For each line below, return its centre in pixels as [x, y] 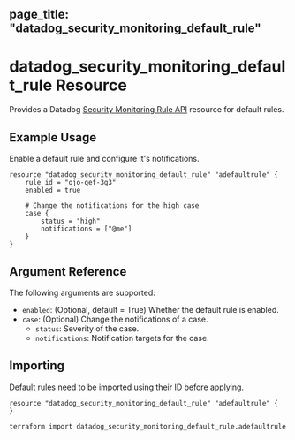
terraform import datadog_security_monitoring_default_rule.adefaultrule [148, 426]
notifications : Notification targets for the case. [122, 338]
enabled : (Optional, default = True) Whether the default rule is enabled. [151, 309]
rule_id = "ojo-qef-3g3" [71, 183]
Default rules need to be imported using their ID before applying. [127, 387]
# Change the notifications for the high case [112, 206]
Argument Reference [68, 272]
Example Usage [53, 137]
